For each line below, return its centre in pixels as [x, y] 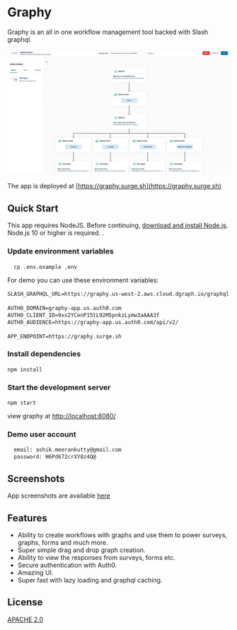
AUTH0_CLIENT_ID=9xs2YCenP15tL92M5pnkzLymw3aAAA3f [83, 315]
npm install [25, 370]
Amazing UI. [35, 573]
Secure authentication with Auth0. [67, 565]
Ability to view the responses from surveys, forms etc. [96, 558]
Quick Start [33, 208]
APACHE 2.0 [25, 619]
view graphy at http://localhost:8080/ [62, 416]
